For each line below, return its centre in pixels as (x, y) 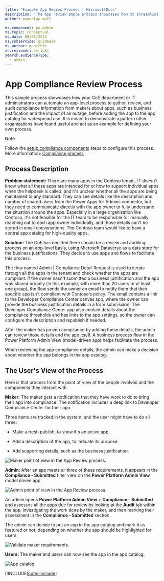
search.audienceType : (27, 55)
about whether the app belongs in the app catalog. (56, 355)
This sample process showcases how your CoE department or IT (70, 98)
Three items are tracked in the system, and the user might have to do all (78, 417)
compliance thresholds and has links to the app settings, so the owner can (80, 315)
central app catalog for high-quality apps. (47, 233)
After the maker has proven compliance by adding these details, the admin (80, 330)
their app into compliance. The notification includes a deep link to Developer (82, 402)
